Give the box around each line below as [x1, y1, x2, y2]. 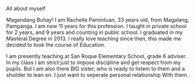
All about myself [6, 5, 46, 12]
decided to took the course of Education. [6, 41, 106, 48]
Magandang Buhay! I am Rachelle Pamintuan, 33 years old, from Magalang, [6, 16, 190, 23]
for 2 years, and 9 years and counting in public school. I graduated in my [6, 29, 183, 36]
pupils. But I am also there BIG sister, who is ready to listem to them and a [6, 65, 185, 72]
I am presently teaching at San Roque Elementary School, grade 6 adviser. [6, 53, 187, 59]
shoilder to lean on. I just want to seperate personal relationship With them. [6, 72, 189, 78]
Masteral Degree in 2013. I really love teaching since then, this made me [6, 35, 181, 42]
